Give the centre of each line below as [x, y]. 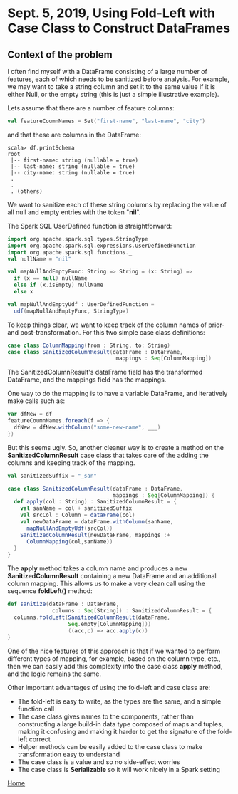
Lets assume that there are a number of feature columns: [91, 108]
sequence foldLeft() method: [50, 591]
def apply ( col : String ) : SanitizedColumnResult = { [95, 502]
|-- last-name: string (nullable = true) [73, 166]
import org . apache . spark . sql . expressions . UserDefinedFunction [102, 246]
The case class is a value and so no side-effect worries [99, 762]
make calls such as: [36, 401]
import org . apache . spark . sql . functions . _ [70, 252]
